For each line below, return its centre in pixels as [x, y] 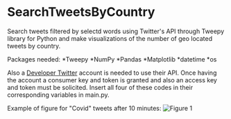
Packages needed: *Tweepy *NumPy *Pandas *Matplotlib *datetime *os [112, 59]
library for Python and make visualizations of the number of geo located [110, 38]
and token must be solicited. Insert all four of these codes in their [100, 87]
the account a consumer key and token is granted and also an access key [112, 80]
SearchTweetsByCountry [81, 12]
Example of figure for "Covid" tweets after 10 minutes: [84, 108]
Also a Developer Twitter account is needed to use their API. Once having [112, 73]
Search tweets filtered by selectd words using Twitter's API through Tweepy [116, 31]
